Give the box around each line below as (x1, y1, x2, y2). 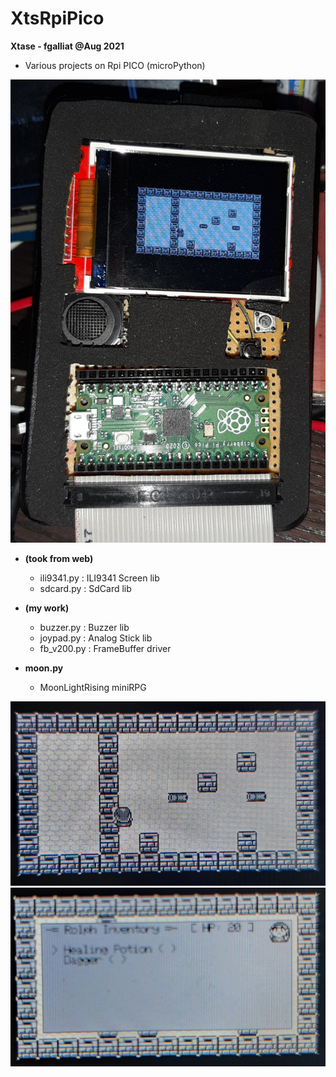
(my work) (24, 602, 70, 614)
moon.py (24, 662, 64, 674)
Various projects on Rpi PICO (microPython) (24, 59, 206, 71)
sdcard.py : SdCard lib (39, 583, 132, 595)
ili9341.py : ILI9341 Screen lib (39, 572, 160, 584)
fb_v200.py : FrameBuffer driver (39, 643, 172, 655)
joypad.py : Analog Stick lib (39, 632, 153, 644)
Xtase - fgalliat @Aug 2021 (10, 40, 125, 52)
